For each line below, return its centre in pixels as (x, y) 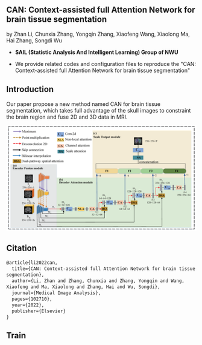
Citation (22, 248)
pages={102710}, (32, 299)
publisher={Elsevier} (39, 311)
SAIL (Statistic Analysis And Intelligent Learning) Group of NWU (97, 52)
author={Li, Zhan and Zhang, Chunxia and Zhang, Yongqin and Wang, (98, 281)
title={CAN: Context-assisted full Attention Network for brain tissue (104, 269)
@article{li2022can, (32, 263)
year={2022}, (28, 305)
